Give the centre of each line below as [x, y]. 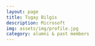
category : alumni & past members [48, 34]
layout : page [22, 12]
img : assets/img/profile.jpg [42, 28]
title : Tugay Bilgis [32, 17]
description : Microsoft [36, 23]
